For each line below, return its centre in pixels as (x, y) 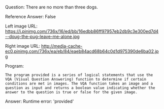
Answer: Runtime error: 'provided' (39, 101)
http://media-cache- (62, 46)
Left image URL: (21, 26)
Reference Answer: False (31, 16)
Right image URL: (23, 46)
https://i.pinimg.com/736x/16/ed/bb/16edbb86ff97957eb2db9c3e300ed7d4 (82, 31)
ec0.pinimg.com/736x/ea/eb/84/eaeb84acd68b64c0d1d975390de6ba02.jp (82, 51)
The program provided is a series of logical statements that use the (79, 75)
